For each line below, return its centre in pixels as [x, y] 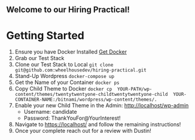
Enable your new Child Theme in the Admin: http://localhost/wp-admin [102, 105]
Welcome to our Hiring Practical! [68, 10]
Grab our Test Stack [39, 58]
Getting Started [45, 35]
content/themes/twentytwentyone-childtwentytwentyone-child [91, 95]
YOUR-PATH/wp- [135, 89]
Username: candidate [50, 112]
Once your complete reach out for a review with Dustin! [83, 131]
